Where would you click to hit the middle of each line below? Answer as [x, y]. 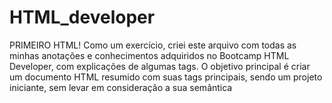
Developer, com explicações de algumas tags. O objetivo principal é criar [160, 66]
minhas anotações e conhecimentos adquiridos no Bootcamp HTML [149, 55]
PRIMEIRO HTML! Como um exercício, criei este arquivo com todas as [153, 45]
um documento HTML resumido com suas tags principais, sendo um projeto [166, 77]
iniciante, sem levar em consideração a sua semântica [121, 87]
